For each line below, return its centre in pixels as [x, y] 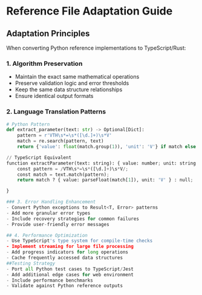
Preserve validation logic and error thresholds [72, 83]
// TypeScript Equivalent [39, 157]
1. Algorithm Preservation [44, 63]
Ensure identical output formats [54, 96]
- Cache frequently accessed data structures [64, 258]
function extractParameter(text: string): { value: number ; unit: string [101, 163]
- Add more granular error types [48, 213]
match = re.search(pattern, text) [60, 141]
